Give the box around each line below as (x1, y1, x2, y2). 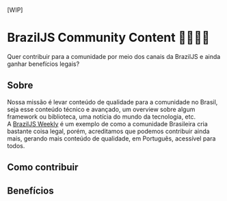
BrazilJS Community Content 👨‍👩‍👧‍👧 (7, 30, 210, 45)
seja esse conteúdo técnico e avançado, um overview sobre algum (7, 105, 196, 113)
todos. (7, 141, 25, 150)
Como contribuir (7, 161, 79, 174)
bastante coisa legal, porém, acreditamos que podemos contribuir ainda (7, 127, 210, 135)
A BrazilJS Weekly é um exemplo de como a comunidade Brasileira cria (7, 119, 209, 128)
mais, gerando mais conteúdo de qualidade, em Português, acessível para (7, 134, 216, 143)
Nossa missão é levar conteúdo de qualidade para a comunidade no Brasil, (7, 97, 218, 106)
